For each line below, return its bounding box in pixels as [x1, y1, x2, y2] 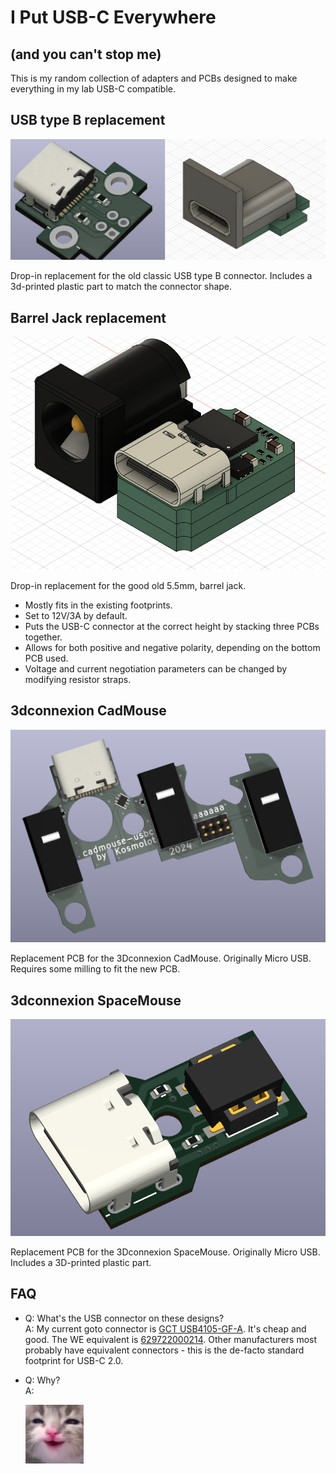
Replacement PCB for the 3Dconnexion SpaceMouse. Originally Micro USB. [10, 1246, 321, 1258]
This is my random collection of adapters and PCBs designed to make [10, 72, 298, 84]
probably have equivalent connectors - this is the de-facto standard [24, 1344, 305, 1356]
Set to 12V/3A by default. [24, 609, 128, 621]
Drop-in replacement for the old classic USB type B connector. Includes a [10, 270, 313, 282]
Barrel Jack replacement [10, 309, 167, 326]
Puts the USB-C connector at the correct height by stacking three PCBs [24, 620, 320, 632]
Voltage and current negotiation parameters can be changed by [24, 662, 288, 675]
